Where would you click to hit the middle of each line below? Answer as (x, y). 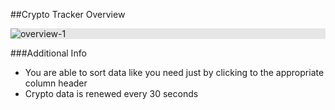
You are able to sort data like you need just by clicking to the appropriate (174, 72)
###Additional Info (48, 53)
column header (56, 83)
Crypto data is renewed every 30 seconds (111, 93)
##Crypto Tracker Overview (68, 14)
